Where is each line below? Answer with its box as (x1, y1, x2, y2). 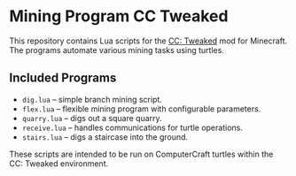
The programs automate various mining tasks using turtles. (9, 44, 224, 55)
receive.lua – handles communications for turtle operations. (21, 122, 244, 133)
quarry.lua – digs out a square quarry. (21, 112, 162, 123)
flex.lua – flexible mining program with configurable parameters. (21, 103, 261, 114)
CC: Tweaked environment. (9, 157, 109, 169)
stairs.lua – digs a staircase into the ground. (21, 131, 189, 142)
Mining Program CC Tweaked (9, 6, 229, 27)
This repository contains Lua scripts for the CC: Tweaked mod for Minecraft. (9, 35, 288, 46)
